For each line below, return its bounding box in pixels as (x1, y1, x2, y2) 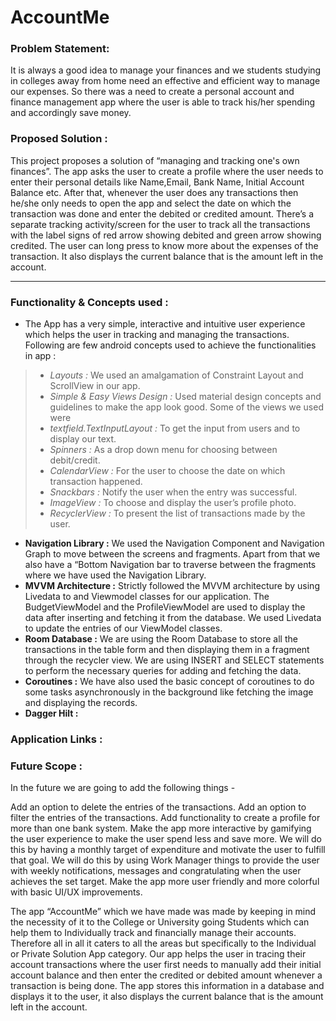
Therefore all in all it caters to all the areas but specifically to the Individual (10, 937, 317, 950)
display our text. (49, 433, 117, 445)
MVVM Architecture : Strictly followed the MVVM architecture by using (24, 580, 320, 592)
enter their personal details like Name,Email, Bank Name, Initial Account (10, 176, 305, 188)
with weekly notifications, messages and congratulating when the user (10, 865, 302, 877)
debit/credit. (49, 454, 101, 466)
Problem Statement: (10, 42, 110, 56)
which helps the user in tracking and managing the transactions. (24, 329, 290, 341)
